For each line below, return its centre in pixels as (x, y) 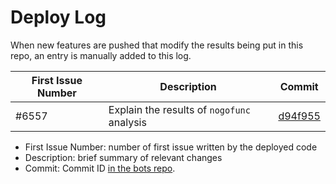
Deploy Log (58, 17)
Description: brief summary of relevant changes (123, 157)
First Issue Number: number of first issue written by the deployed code (171, 147)
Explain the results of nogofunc (179, 109)
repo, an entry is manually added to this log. (101, 55)
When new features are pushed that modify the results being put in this (157, 45)
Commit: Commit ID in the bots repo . (100, 168)
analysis (127, 122)
